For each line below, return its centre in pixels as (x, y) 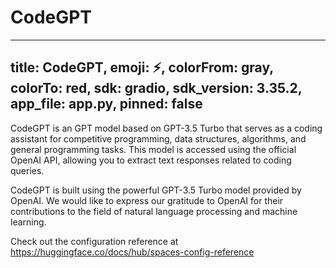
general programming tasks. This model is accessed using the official (153, 149)
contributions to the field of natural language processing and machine (154, 211)
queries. (27, 170)
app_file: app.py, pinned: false (106, 104)
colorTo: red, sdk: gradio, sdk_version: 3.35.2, (156, 88)
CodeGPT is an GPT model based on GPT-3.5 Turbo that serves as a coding (166, 128)
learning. (28, 222)
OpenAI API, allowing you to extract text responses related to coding (151, 160)
